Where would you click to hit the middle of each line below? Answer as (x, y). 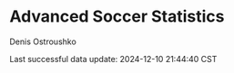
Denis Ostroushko (43, 41)
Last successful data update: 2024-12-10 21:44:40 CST (113, 59)
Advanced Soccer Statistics (117, 17)
